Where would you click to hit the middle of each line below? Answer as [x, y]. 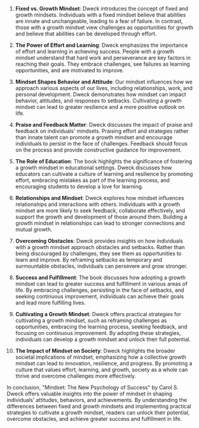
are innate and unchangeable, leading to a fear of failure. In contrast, [99, 21]
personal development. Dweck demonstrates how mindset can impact [101, 94]
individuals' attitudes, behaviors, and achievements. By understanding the [97, 400]
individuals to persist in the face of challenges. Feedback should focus [101, 144]
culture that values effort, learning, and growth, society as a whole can [102, 370]
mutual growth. [34, 229]
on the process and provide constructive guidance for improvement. [99, 150]
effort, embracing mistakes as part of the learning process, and [92, 180]
